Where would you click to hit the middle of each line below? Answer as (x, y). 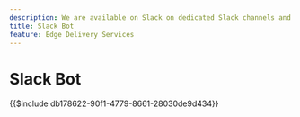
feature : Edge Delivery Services (72, 34)
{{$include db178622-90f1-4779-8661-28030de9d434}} (114, 103)
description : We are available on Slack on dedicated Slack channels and (150, 18)
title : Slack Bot (42, 26)
